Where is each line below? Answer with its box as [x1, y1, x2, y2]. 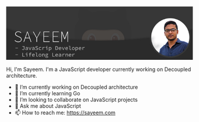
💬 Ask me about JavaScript [14, 102, 81, 110]
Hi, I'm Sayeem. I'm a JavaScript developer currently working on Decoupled [6, 66, 191, 73]
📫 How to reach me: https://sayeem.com [14, 109, 115, 116]
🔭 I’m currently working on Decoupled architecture [14, 84, 138, 91]
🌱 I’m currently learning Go [14, 90, 81, 97]
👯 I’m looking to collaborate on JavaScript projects [14, 96, 138, 103]
